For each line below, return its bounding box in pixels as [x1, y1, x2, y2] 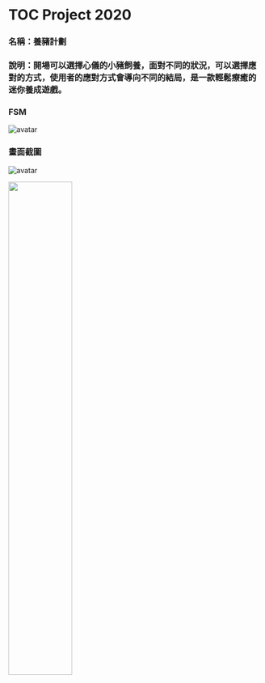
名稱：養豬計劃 [8, 36, 67, 48]
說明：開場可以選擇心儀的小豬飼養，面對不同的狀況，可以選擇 [8, 60, 249, 71]
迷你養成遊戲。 [8, 84, 67, 95]
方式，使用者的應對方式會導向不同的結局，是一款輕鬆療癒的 [24, 72, 257, 83]
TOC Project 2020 [8, 6, 132, 24]
